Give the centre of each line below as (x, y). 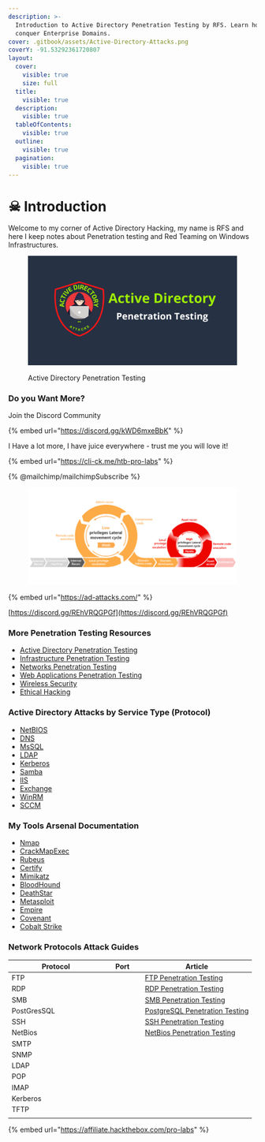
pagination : (35, 158)
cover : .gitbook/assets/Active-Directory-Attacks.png (99, 42)
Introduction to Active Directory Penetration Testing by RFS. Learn (132, 25)
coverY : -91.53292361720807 (54, 50)
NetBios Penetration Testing (190, 1032)
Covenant (35, 918)
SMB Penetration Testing (185, 1000)
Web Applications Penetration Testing (81, 675)
